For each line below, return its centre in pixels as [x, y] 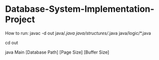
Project [20, 19]
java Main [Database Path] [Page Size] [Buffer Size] [57, 52]
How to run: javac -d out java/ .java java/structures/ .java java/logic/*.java [78, 33]
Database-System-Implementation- [80, 9]
